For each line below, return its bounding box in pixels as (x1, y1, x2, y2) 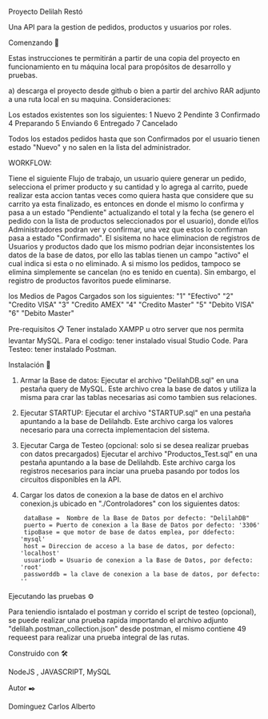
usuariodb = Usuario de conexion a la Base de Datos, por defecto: (23, 556, 254, 564)
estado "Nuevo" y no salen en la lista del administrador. (8, 143, 191, 151)
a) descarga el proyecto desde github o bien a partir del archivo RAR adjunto (8, 86, 261, 95)
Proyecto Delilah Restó (8, 7, 83, 16)
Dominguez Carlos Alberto (8, 701, 96, 711)
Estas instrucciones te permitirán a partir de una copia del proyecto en (8, 54, 241, 63)
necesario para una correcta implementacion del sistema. (19, 425, 210, 434)
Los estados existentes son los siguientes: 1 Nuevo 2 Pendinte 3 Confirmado (8, 110, 261, 119)
